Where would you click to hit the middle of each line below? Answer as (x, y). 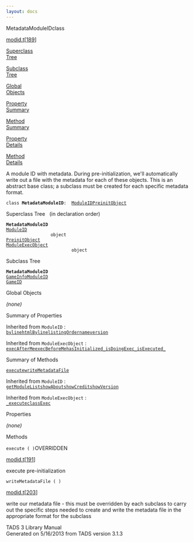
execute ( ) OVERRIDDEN (37, 448)
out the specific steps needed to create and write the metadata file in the (94, 510)
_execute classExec (28, 403)
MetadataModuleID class (35, 28)
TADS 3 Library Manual (34, 527)
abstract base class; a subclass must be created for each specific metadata (97, 186)
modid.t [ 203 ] (22, 492)
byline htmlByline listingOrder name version (57, 332)
